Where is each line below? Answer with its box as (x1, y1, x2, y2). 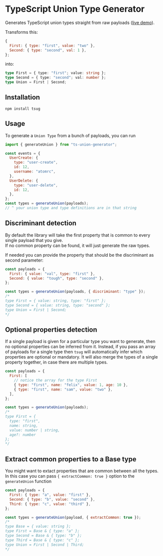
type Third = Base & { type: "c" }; (5, 537, 80, 542)
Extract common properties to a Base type (5, 455, 137, 463)
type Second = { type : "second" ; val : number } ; (5, 75, 106, 80)
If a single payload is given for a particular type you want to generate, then (5, 338, 156, 344)
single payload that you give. (5, 237, 63, 243)
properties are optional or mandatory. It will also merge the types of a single (5, 354, 158, 360)
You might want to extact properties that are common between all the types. (5, 468, 159, 474)
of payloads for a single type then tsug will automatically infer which (5, 349, 143, 355)
